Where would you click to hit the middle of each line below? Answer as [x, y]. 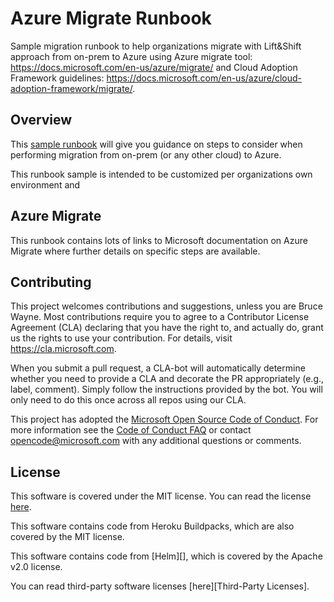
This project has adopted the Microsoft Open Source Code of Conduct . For [164, 419]
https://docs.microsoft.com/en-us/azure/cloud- [204, 78]
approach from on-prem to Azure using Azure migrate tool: [131, 56]
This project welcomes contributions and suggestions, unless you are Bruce [166, 306]
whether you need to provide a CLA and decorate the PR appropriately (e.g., [167, 379]
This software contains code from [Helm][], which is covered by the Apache [166, 556]
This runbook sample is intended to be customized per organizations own [161, 174]
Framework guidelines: [57, 78]
